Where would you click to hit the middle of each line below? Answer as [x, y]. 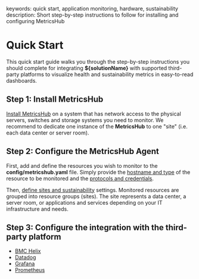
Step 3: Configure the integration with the [85, 228]
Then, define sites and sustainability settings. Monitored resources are [93, 190]
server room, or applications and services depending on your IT [84, 202]
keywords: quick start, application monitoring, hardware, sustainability [92, 9]
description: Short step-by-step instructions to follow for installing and [92, 15]
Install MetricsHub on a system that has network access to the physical [94, 114]
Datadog [25, 258]
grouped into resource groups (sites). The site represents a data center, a [96, 196]
